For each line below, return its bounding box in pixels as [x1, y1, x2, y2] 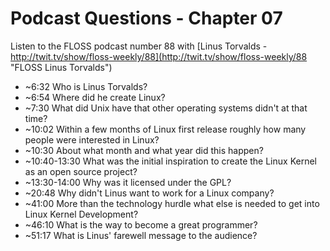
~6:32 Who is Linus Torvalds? [24, 80, 148, 92]
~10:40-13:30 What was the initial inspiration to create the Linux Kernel [24, 155, 317, 167]
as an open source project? [24, 165, 138, 177]
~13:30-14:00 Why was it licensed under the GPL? [24, 176, 232, 188]
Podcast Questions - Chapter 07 [10, 7, 283, 30]
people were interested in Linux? [24, 133, 160, 146]
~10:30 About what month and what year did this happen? [24, 144, 264, 156]
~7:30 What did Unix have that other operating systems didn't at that [24, 102, 308, 114]
